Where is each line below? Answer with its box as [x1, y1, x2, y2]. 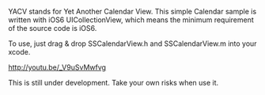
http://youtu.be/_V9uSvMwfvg [8, 63, 107, 72]
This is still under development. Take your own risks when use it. [8, 78, 219, 87]
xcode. [8, 47, 31, 56]
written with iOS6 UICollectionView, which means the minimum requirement [8, 15, 255, 25]
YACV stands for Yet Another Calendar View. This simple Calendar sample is [8, 7, 257, 16]
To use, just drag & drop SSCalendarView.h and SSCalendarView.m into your [8, 39, 257, 48]
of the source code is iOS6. [8, 24, 97, 32]
